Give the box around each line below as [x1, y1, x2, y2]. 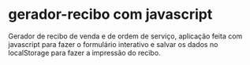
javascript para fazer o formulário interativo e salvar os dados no [8, 39, 218, 49]
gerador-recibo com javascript [8, 5, 213, 23]
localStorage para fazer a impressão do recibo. [8, 48, 161, 57]
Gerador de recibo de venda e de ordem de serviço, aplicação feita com [8, 31, 243, 41]
